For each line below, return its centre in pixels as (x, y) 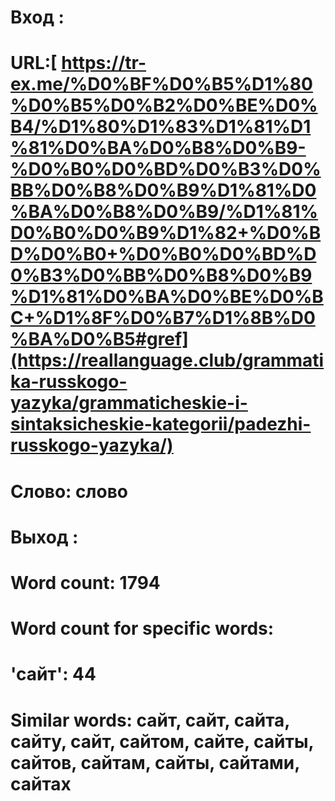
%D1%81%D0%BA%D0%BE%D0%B (167, 297)
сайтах (41, 783)
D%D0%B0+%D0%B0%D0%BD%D (163, 254)
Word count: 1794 (85, 582)
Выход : (44, 537)
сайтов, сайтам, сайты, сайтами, (155, 762)
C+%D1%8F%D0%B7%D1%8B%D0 (163, 318)
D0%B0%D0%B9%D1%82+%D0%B (166, 233)
